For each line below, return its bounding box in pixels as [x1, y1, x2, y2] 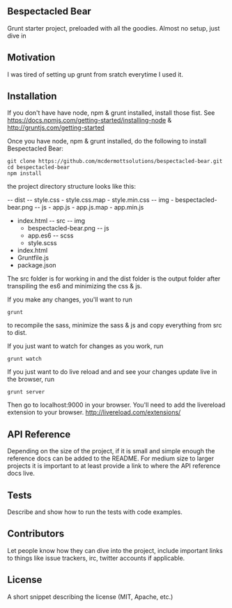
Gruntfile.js [17, 254, 49, 262]
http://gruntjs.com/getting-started [7, 123, 105, 132]
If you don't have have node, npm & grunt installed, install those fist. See [7, 109, 215, 117]
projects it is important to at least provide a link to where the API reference [7, 462, 221, 470]
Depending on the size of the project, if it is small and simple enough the [7, 447, 215, 455]
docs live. [7, 469, 35, 478]
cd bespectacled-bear [7, 164, 70, 171]
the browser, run [7, 375, 54, 384]
